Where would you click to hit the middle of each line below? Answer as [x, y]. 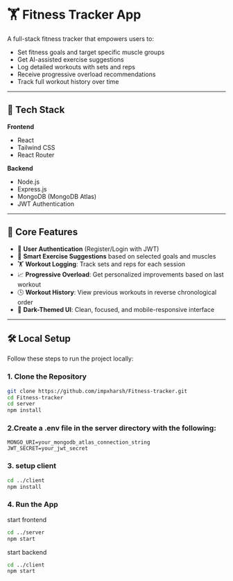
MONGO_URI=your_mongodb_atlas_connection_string [79, 442]
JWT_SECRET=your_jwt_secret [48, 449]
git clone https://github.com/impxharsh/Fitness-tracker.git [97, 391]
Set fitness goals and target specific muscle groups [91, 52]
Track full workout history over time [68, 81]
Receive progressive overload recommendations [86, 74]
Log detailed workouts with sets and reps [76, 67]
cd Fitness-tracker [35, 397]
